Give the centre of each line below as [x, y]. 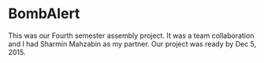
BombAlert [44, 14]
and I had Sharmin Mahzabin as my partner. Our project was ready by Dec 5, [132, 43]
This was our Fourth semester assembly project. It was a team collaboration [131, 35]
